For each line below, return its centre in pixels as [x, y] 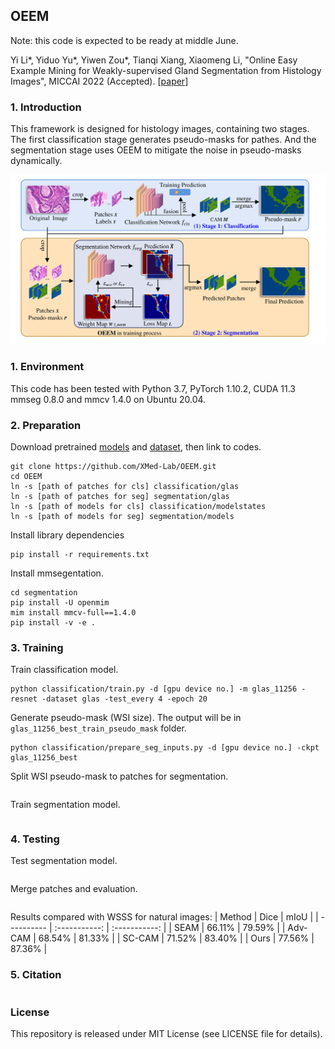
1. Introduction [46, 107]
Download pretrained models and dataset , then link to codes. [136, 446]
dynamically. [36, 161]
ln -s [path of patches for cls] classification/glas [125, 486]
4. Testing [35, 839]
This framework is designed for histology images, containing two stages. [160, 129]
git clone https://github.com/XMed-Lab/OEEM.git [113, 466]
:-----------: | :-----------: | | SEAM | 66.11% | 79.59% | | [170, 928]
